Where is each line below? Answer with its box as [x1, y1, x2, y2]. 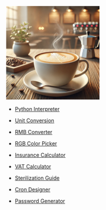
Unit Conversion [14, 117, 54, 124]
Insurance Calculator [14, 151, 66, 158]
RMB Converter [14, 129, 53, 135]
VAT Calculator [14, 163, 52, 170]
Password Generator [14, 198, 65, 204]
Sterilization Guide [14, 174, 60, 182]
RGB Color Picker [14, 140, 57, 147]
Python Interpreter [14, 106, 60, 112]
